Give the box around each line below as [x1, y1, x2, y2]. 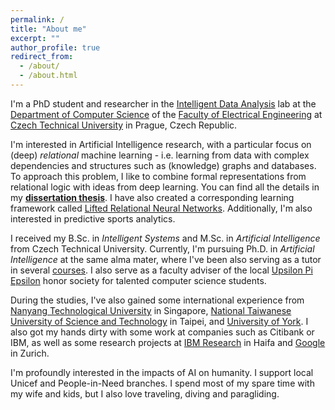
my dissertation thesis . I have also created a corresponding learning [10, 191, 295, 203]
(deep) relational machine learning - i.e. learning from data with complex [10, 149, 310, 161]
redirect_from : [10, 52, 74, 62]
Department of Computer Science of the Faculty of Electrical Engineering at [10, 108, 323, 120]
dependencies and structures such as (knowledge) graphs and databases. [10, 159, 317, 171]
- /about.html [19, 71, 78, 81]
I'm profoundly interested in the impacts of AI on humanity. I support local [10, 366, 314, 378]
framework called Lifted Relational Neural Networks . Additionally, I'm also [10, 202, 313, 214]
